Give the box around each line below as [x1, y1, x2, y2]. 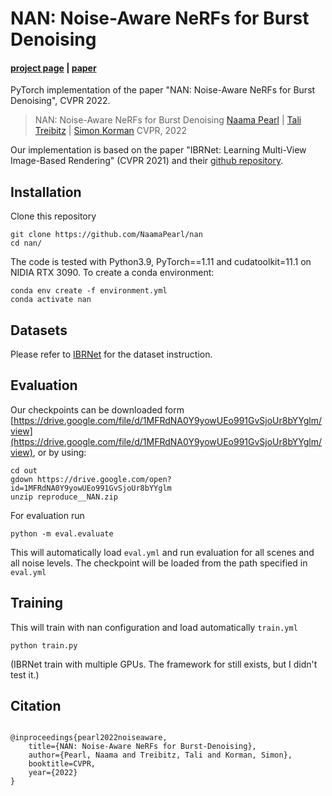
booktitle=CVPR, [28, 759, 97, 769]
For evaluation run [10, 509, 85, 521]
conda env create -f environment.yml [10, 286, 168, 296]
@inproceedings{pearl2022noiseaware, [10, 733, 168, 743]
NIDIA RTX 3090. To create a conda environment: [10, 267, 215, 279]
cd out [10, 465, 38, 476]
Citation [10, 698, 62, 715]
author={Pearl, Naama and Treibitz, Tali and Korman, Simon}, [28, 750, 293, 761]
